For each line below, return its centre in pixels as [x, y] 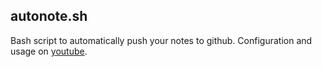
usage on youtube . [49, 51]
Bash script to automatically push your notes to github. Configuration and [161, 40]
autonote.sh [49, 16]
